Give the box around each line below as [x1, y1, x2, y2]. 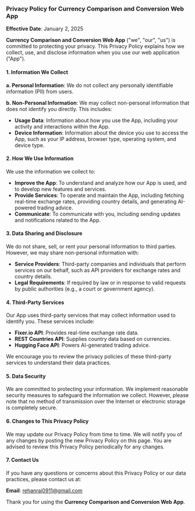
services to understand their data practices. [6, 359, 111, 367]
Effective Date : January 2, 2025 [6, 25, 83, 32]
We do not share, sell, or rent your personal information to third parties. [6, 243, 176, 250]
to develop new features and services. [14, 185, 107, 192]
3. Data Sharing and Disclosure [6, 230, 83, 237]
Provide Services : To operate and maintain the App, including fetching [14, 192, 185, 199]
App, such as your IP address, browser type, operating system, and [14, 135, 176, 142]
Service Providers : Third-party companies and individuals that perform [14, 260, 186, 267]
